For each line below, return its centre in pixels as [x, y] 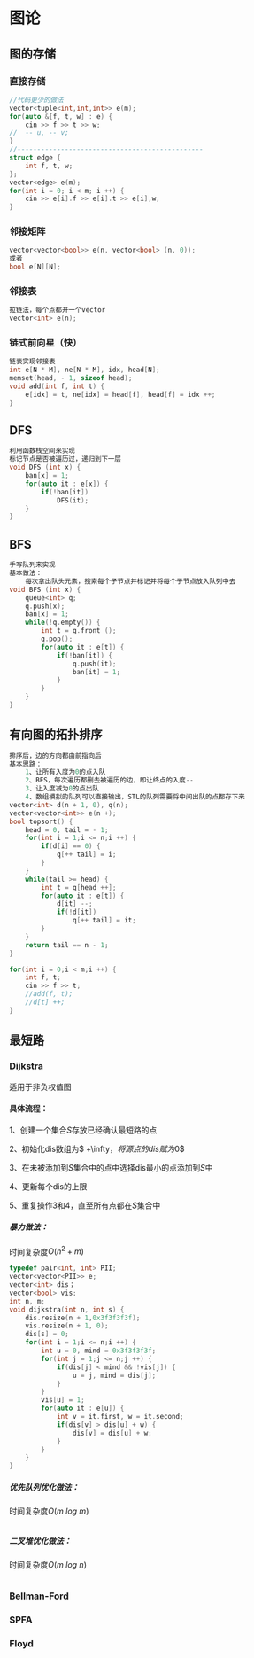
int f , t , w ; [49, 166]
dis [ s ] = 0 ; [47, 1335]
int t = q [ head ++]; [79, 887]
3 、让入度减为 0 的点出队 [62, 789]
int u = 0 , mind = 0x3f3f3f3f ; [99, 1351]
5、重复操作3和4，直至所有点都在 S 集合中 [85, 1205]
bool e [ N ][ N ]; [35, 267]
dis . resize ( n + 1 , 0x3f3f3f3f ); [83, 1318]
